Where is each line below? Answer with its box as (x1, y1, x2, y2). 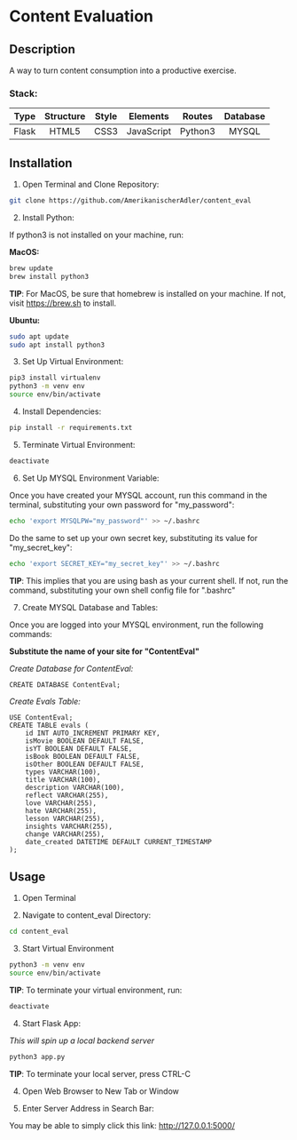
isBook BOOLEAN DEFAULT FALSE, (25, 752, 141, 761)
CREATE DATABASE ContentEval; (9, 680, 121, 690)
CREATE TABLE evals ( (9, 721, 90, 729)
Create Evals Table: (9, 696, 82, 706)
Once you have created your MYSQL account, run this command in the (9, 490, 268, 500)
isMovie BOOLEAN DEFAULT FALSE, (25, 736, 145, 745)
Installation (9, 155, 73, 171)
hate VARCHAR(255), (25, 806, 98, 815)
